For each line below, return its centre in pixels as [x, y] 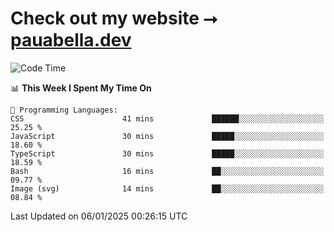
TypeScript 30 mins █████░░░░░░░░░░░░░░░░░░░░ [167, 153]
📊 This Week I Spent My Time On [81, 88]
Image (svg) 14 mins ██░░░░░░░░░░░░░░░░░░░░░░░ [167, 188]
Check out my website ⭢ [114, 18]
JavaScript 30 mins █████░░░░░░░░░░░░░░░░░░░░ [167, 136]
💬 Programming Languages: [64, 110]
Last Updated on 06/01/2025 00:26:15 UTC [99, 216]
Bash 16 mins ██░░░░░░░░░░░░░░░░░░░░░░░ [167, 171]
